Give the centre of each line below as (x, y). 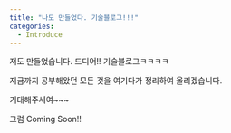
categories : (32, 26)
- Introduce (40, 34)
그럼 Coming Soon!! (45, 119)
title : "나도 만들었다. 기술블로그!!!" (74, 18)
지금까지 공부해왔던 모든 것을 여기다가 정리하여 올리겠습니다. (116, 81)
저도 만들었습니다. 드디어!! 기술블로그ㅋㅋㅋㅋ (89, 62)
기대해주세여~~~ (39, 100)
